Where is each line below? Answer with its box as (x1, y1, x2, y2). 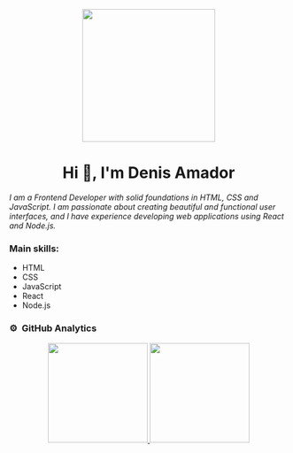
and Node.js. (9, 220, 56, 231)
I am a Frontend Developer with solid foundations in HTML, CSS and (9, 192, 258, 203)
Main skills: (9, 242, 59, 255)
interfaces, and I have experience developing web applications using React (9, 211, 285, 221)
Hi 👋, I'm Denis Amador (62, 163, 235, 183)
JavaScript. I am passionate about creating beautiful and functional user (9, 201, 276, 211)
